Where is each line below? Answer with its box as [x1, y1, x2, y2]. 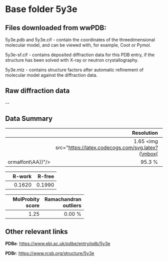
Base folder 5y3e [5, 4, 77, 15]
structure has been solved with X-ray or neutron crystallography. [5, 57, 139, 63]
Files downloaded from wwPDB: [5, 24, 106, 32]
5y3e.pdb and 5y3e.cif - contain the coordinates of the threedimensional [5, 37, 155, 43]
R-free [37, 173, 54, 180]
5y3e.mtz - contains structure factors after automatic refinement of [5, 67, 144, 73]
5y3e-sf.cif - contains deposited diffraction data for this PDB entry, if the [5, 52, 155, 58]
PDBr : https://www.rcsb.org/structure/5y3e [5, 250, 94, 256]
